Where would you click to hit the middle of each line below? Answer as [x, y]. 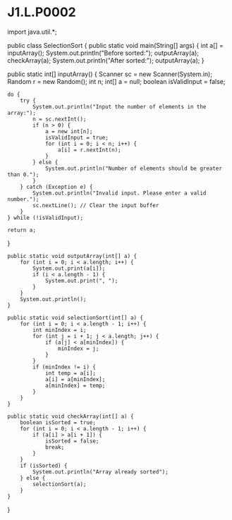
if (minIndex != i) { [65, 367]
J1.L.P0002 [42, 12]
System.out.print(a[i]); [69, 268]
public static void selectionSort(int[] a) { [75, 318]
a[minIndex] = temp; [75, 385]
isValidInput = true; [77, 137]
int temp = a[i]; [71, 373]
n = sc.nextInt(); [60, 119]
